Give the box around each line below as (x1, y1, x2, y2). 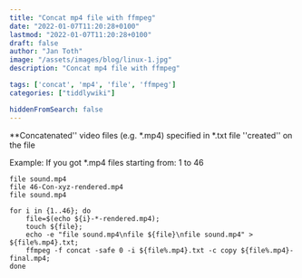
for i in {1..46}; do (9, 206, 92, 216)
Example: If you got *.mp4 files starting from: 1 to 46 (9, 157, 204, 168)
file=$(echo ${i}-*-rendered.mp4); (25, 214, 161, 223)
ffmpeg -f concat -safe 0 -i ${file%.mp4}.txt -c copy (25, 245, 238, 254)
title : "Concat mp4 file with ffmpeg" (9, 13, 156, 23)
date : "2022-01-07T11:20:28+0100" (9, 22, 141, 31)
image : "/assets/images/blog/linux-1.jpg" (9, 55, 172, 64)
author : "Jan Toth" (9, 47, 83, 56)
